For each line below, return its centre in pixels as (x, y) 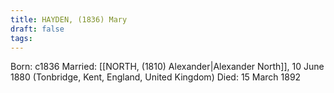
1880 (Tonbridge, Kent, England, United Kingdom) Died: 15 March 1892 (156, 77)
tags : (21, 38)
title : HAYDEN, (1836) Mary (69, 19)
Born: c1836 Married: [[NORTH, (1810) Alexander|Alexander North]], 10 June (167, 67)
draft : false (37, 29)
